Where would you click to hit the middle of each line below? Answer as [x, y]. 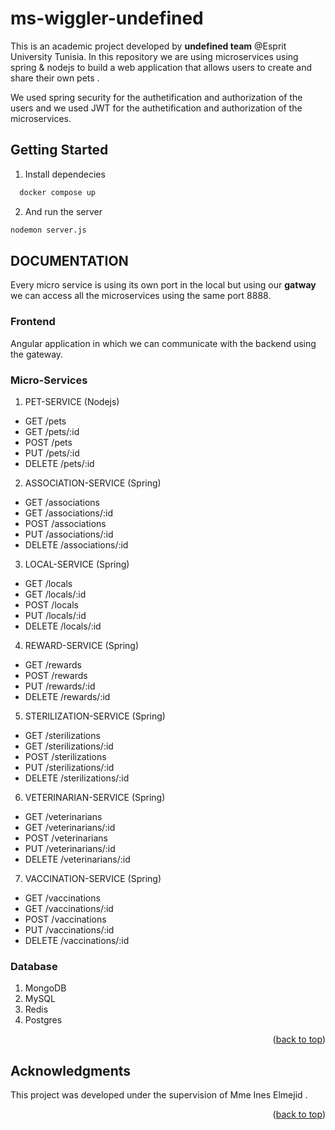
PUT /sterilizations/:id [69, 767]
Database [34, 966]
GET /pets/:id [52, 431]
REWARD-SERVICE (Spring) [82, 645]
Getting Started [59, 150]
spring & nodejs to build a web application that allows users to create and [161, 67]
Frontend [33, 322]
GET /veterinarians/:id [70, 827]
